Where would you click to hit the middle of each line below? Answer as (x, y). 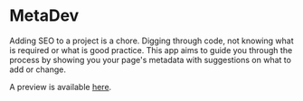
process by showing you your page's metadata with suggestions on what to (151, 60)
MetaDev (44, 16)
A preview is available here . (61, 87)
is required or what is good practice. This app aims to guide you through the (151, 50)
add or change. (38, 69)
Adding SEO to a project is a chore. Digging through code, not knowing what (151, 41)
